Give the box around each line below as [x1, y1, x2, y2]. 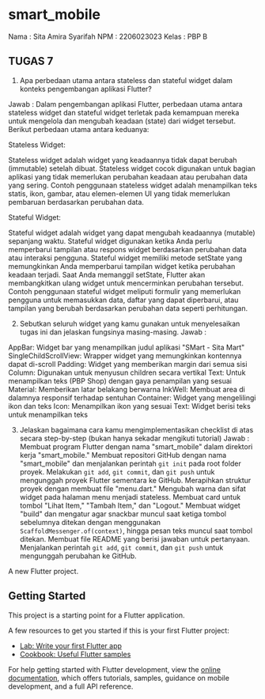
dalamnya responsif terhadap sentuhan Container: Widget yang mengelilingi [8, 393, 256, 402]
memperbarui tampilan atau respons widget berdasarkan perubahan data [8, 244, 247, 254]
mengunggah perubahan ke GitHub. [19, 551, 137, 561]
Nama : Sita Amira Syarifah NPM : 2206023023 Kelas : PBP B [8, 32, 208, 41]
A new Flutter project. [8, 566, 79, 576]
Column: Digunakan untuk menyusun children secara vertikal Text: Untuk [8, 368, 246, 377]
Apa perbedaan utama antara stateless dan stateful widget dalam [19, 75, 233, 85]
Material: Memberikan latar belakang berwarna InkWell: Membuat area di [8, 384, 245, 394]
